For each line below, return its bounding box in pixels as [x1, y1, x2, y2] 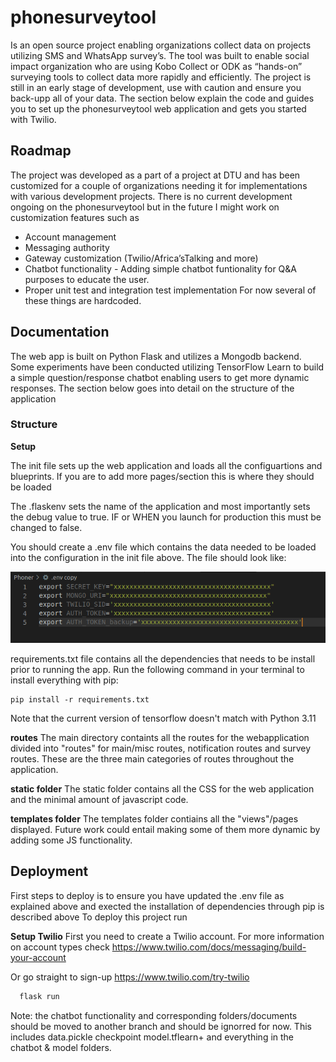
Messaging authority [24, 241, 110, 253]
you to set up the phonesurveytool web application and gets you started [10, 102, 307, 115]
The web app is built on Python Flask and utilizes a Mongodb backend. [10, 350, 302, 362]
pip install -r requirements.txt [10, 694, 150, 705]
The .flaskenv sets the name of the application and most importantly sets [10, 500, 311, 512]
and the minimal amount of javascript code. [10, 793, 189, 805]
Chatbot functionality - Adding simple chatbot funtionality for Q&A [24, 262, 297, 275]
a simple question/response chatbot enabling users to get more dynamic [10, 371, 310, 383]
